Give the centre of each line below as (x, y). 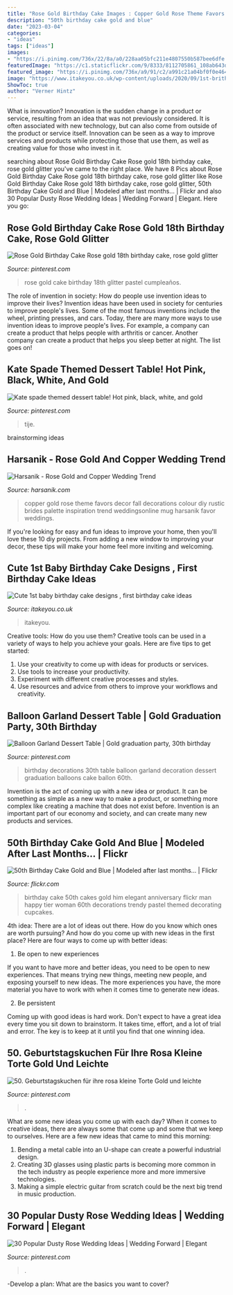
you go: (18, 206)
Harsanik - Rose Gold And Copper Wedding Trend (116, 460)
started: (18, 651)
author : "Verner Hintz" (42, 91)
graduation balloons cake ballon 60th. (78, 778)
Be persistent (36, 1003)
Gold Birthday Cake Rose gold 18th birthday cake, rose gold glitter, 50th (109, 184)
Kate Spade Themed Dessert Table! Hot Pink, (106, 370)
